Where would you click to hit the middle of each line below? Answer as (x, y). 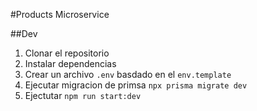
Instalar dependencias (70, 63)
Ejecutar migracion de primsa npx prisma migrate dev (136, 85)
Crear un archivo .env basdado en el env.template (128, 74)
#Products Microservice (60, 14)
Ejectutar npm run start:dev (83, 95)
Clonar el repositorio (67, 53)
